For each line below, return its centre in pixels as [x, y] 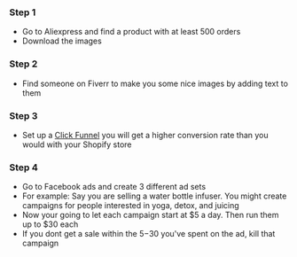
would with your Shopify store [77, 144]
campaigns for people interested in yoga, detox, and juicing [130, 206]
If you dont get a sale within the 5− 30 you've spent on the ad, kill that [148, 234]
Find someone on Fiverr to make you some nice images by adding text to [155, 83]
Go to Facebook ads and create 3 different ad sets [114, 187]
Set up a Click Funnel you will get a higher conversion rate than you [145, 135]
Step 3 [23, 115]
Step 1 [23, 12]
